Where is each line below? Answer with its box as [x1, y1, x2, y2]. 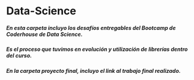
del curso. [6, 52, 32, 59]
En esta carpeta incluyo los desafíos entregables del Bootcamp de [6, 24, 176, 31]
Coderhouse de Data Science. [6, 30, 83, 38]
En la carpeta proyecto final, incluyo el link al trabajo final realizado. [6, 67, 181, 74]
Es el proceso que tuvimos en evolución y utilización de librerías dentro [6, 46, 188, 53]
